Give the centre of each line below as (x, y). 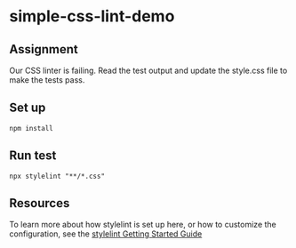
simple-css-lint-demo (92, 16)
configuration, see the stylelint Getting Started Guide (106, 234)
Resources (40, 203)
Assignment (44, 49)
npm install (31, 128)
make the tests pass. (47, 80)
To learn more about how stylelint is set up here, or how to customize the (143, 225)
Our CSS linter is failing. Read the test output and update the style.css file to (148, 70)
